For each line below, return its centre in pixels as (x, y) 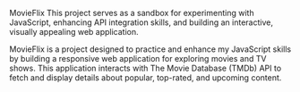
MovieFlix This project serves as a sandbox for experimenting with (132, 13)
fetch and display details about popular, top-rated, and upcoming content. (146, 78)
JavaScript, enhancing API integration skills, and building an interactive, (141, 22)
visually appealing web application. (74, 32)
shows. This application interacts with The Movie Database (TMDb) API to (146, 68)
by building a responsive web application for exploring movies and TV (138, 59)
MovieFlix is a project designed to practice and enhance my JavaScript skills (150, 49)
